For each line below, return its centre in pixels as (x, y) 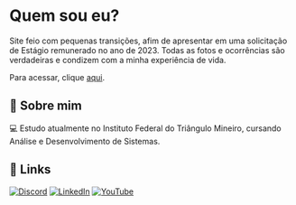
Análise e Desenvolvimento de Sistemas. (85, 141)
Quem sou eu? (65, 16)
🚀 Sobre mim (46, 106)
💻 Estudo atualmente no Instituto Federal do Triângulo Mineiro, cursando (145, 128)
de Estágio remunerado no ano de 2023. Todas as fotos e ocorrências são (148, 50)
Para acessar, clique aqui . (57, 77)
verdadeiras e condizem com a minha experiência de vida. (118, 60)
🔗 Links (30, 169)
